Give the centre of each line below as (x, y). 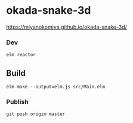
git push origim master (36, 114)
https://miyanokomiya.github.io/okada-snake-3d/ (66, 27)
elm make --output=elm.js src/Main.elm (56, 87)
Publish (17, 102)
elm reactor (21, 55)
